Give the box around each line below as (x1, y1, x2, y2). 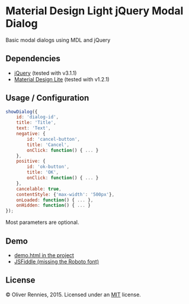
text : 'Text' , (16, 125, 51, 131)
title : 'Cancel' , (27, 141, 69, 148)
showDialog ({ (5, 109, 38, 115)
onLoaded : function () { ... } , (16, 197, 94, 203)
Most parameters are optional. (5, 218, 79, 226)
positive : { (16, 159, 46, 164)
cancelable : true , (16, 186, 62, 192)
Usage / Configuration (5, 93, 89, 103)
